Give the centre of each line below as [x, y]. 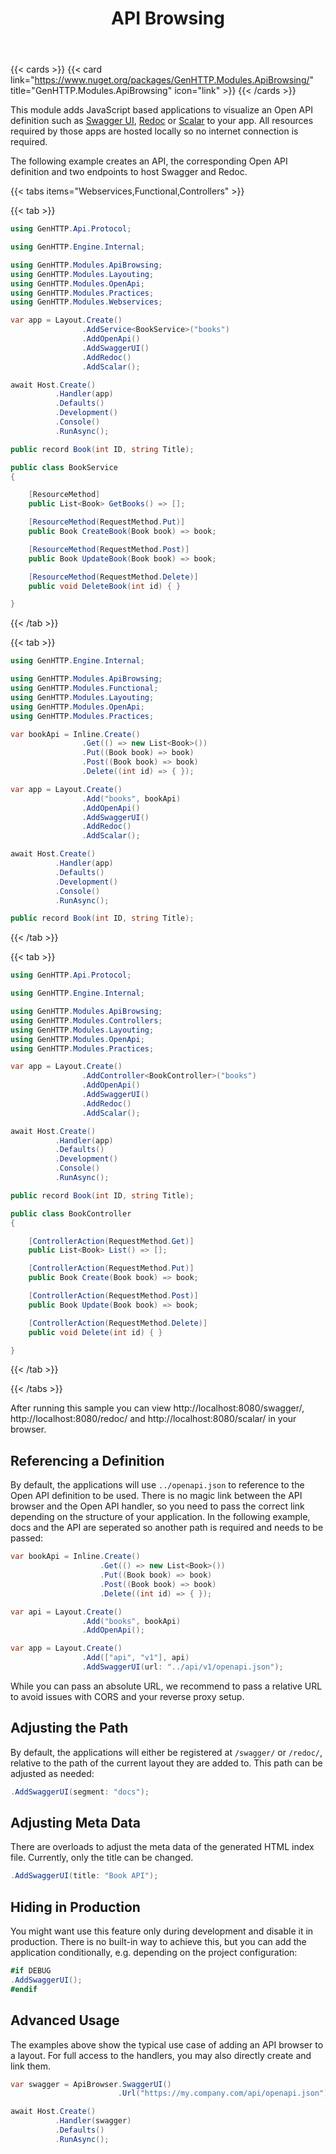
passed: [27, 1538]
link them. [30, 2066]
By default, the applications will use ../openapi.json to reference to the [157, 1485]
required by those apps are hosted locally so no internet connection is [154, 131]
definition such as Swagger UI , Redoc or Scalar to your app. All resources [162, 121]
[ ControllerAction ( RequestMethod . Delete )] [118, 1323]
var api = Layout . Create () [66, 1612]
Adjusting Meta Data [76, 1822]
